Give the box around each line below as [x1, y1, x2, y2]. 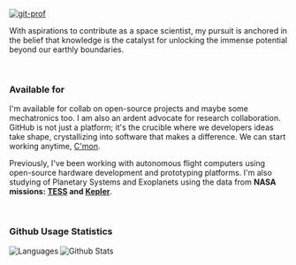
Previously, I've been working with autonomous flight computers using [9, 158, 266, 169]
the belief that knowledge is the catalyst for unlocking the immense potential [9, 35, 288, 45]
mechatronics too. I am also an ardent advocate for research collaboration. [9, 113, 281, 124]
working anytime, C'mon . [9, 141, 101, 152]
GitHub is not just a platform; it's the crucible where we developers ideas [9, 122, 274, 132]
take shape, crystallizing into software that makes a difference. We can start [9, 132, 286, 142]
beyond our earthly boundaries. [9, 44, 125, 55]
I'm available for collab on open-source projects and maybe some [9, 103, 249, 114]
